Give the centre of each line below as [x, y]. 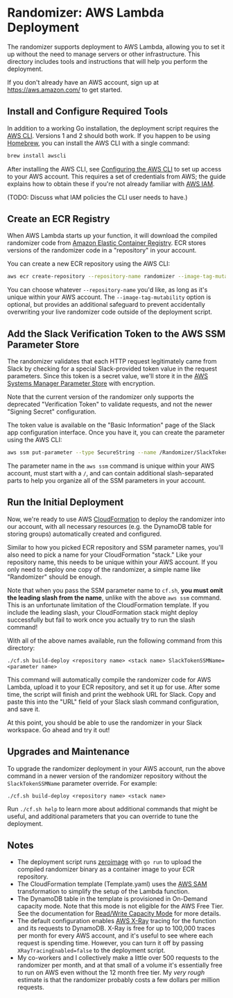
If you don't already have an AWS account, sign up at [83, 82]
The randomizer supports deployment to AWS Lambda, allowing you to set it [116, 46]
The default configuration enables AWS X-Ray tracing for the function [116, 921]
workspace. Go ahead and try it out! [59, 729]
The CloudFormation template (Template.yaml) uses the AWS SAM [112, 884]
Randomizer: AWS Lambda [86, 13]
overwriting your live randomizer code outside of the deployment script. [110, 312]
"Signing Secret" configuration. [52, 412]
